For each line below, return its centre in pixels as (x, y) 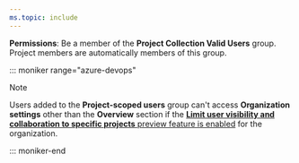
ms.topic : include (44, 17)
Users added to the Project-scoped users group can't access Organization (149, 105)
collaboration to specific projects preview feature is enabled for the (136, 124)
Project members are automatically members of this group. (118, 52)
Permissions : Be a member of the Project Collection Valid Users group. (143, 43)
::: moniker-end (38, 150)
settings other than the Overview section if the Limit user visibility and (142, 114)
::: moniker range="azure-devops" (73, 70)
